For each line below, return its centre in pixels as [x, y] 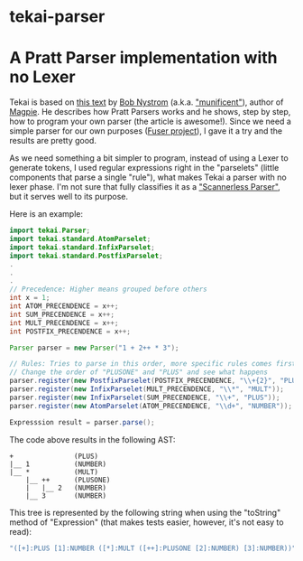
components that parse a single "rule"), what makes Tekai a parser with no [148, 177]
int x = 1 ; [30, 298]
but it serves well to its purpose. [69, 197]
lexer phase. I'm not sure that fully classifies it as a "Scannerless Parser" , [145, 187]
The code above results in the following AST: [92, 439]
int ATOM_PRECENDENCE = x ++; [64, 306]
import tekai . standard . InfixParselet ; [82, 247]
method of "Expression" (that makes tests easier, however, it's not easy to [147, 522]
